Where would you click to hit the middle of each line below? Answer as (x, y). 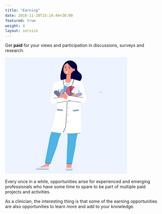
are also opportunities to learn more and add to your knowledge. (70, 207)
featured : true (20, 20)
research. (15, 51)
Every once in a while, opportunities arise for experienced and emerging (78, 182)
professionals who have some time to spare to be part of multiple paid (75, 187)
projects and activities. (28, 192)
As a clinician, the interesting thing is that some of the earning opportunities (81, 201)
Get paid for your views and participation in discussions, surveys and (75, 45)
